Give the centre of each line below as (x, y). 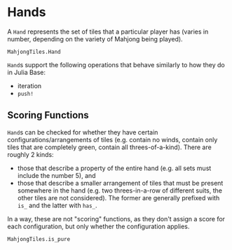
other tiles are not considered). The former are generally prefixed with (118, 197)
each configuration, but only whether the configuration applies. (98, 226)
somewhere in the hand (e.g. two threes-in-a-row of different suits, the (120, 190)
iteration (29, 85)
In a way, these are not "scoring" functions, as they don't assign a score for (116, 218)
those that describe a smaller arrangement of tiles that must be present (120, 183)
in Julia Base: (27, 72)
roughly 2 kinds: (30, 154)
